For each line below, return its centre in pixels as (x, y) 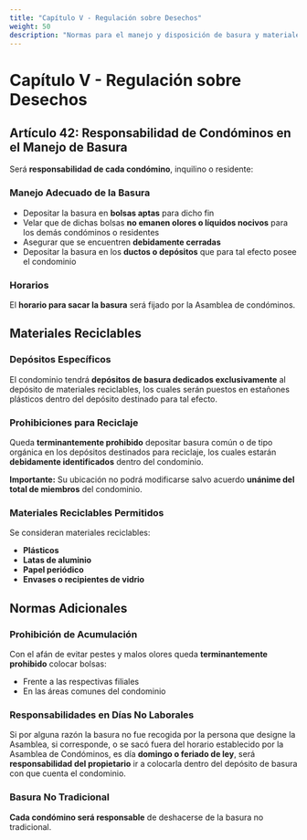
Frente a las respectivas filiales (81, 681)
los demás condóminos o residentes (91, 232)
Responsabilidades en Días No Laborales (102, 715)
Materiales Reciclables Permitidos (87, 512)
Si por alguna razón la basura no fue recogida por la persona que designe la (153, 735)
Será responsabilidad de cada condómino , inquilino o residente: (132, 169)
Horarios (29, 285)
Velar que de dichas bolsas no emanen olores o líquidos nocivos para (155, 222)
